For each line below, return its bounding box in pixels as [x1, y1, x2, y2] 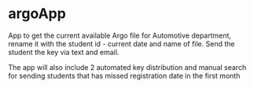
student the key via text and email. [8, 47, 120, 57]
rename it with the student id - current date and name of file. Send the [8, 38, 235, 48]
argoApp [8, 5, 67, 23]
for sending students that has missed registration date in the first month [8, 71, 241, 80]
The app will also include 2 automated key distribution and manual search [8, 62, 247, 71]
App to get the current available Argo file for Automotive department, [8, 31, 232, 40]
